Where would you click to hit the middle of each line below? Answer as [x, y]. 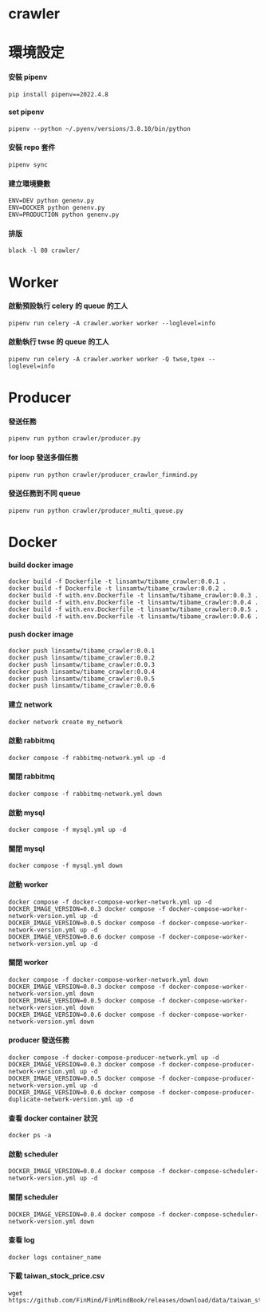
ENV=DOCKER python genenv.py [57, 208]
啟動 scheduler [33, 1154]
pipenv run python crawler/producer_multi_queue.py [96, 510]
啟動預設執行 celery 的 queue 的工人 [68, 306]
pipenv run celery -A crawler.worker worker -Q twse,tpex [106, 359]
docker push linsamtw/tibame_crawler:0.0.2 [82, 658]
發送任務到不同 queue [45, 493]
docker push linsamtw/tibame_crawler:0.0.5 [82, 679]
